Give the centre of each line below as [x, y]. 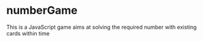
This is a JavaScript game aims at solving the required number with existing [102, 27]
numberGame [42, 10]
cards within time [28, 33]
